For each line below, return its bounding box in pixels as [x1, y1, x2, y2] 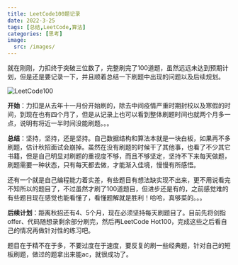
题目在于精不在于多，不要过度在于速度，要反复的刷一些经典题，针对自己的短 [7, 242, 231, 249]
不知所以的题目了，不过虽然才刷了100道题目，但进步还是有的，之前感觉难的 [7, 185, 229, 193]
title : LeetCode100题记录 [7, 10, 81, 18]
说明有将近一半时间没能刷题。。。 [19, 119, 113, 128]
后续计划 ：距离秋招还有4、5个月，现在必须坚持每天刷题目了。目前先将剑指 [7, 208, 227, 217]
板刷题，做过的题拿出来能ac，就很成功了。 [7, 250, 132, 259]
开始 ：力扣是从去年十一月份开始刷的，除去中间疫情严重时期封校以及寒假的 [7, 101, 225, 110]
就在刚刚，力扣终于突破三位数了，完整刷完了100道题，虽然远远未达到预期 [7, 64, 223, 72]
